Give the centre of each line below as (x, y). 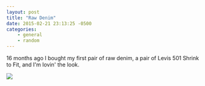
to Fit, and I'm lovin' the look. (43, 64)
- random (29, 41)
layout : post (23, 12)
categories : (21, 29)
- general (30, 35)
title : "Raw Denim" (31, 18)
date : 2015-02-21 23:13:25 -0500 (49, 23)
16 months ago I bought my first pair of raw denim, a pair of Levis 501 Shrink (103, 58)
